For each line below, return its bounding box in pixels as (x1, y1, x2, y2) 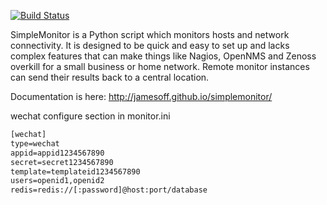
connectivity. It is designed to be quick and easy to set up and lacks (10, 40, 290, 51)
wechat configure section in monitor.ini (10, 110, 171, 122)
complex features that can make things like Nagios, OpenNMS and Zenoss (10, 50, 317, 62)
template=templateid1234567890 (10, 166, 141, 177)
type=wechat (10, 138, 60, 149)
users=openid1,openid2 (10, 176, 105, 186)
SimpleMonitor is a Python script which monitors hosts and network (10, 29, 290, 40)
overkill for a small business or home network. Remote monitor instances (10, 61, 310, 72)
